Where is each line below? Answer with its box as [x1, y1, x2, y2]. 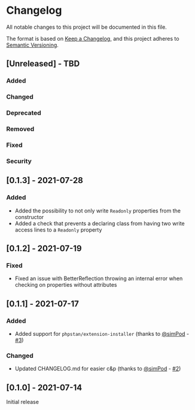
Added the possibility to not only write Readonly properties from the [14, 207, 181, 214]
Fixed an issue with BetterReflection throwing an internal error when [14, 275, 183, 282]
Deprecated [6, 109, 42, 117]
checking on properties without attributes [14, 281, 117, 288]
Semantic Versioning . [6, 41, 59, 48]
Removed [6, 125, 35, 133]
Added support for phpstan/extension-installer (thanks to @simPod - [14, 330, 190, 337]
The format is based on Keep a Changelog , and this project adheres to [6, 35, 179, 42]
